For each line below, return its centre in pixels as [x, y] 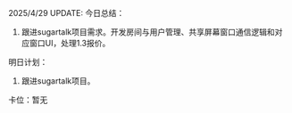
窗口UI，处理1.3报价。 [70, 43]
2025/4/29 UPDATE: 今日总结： [67, 13]
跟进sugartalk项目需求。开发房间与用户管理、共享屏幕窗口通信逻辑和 [148, 32]
